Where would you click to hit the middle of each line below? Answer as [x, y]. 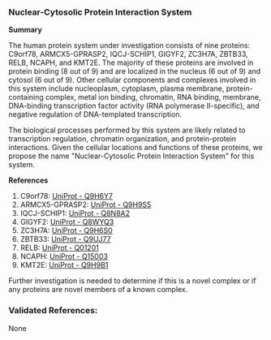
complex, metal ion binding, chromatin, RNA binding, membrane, [153, 97]
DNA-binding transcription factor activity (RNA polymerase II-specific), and [134, 106]
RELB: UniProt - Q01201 [59, 248]
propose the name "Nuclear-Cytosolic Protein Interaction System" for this [131, 156]
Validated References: [53, 311]
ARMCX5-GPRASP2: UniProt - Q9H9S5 [86, 204]
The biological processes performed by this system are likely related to [127, 130]
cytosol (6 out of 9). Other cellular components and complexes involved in [132, 80]
